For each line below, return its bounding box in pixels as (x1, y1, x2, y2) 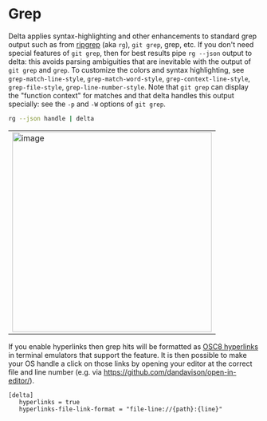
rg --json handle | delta (8, 114, 94, 122)
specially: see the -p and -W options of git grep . (8, 99, 166, 109)
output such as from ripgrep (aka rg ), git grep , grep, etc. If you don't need (8, 39, 254, 49)
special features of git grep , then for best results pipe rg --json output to (8, 48, 253, 58)
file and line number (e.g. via (8, 367, 102, 376)
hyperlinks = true (18, 398, 80, 406)
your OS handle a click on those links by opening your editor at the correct (8, 359, 253, 368)
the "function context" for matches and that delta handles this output (8, 90, 235, 100)
